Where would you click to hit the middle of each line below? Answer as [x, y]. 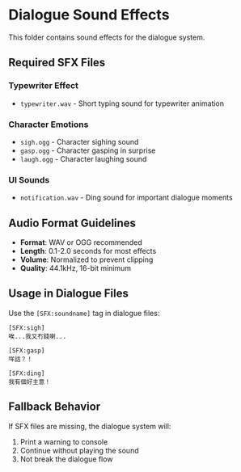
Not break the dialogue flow [66, 459]
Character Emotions [49, 124]
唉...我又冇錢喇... [38, 336]
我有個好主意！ [30, 381]
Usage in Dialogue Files [69, 294]
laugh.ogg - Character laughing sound [83, 158]
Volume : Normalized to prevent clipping [87, 259]
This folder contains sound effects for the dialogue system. [107, 37]
